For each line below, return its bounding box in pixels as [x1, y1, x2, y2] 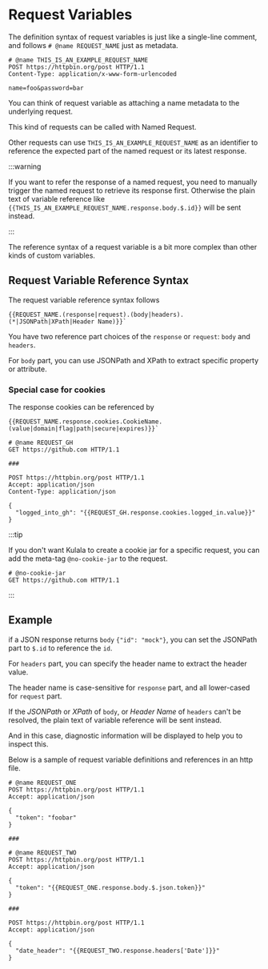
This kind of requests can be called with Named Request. [8, 122, 198, 131]
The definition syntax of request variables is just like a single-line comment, [8, 32, 258, 42]
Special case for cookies [8, 384, 106, 395]
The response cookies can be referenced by [8, 402, 154, 412]
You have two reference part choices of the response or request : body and [8, 331, 250, 341]
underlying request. [8, 106, 74, 116]
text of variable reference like [8, 194, 106, 203]
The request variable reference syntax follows [8, 294, 160, 305]
